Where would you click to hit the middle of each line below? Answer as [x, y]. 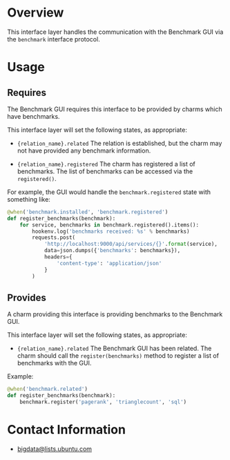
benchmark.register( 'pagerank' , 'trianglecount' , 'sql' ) [103, 402]
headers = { [58, 257]
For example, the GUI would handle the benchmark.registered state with [109, 192]
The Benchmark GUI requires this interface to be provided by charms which [115, 109]
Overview [36, 13]
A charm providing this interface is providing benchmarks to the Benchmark [115, 314]
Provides [27, 297]
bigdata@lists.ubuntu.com [54, 449]
